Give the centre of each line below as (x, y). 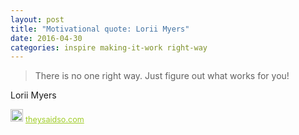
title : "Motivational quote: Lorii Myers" (100, 29)
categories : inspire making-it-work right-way (109, 47)
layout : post (37, 19)
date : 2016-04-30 (46, 38)
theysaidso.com (55, 119)
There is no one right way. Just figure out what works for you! (162, 76)
